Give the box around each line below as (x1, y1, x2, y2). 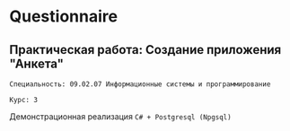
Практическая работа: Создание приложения (9, 42, 282, 57)
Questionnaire (9, 6, 119, 27)
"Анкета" (9, 56, 65, 71)
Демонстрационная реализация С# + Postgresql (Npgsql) (9, 111, 232, 122)
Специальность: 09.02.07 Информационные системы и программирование (9, 80, 271, 89)
